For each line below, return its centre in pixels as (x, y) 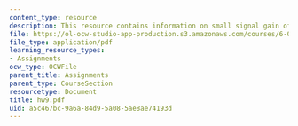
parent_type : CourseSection (61, 83)
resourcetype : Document (53, 91)
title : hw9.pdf (37, 100)
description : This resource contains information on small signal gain (144, 26)
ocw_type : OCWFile (43, 67)
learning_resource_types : (57, 51)
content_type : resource (53, 17)
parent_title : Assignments (59, 75)
